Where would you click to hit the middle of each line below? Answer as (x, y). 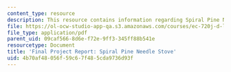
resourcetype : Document (41, 45)
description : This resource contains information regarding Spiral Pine (113, 20)
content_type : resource (41, 13)
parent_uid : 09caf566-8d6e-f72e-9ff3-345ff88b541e (81, 39)
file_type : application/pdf (47, 33)
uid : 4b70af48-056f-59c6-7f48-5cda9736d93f (70, 58)
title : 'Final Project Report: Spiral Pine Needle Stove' (92, 52)
